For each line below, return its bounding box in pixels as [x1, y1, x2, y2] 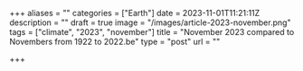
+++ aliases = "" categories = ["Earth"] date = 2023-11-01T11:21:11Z [9, 8, 260, 18]
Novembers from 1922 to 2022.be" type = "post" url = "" [9, 36, 221, 47]
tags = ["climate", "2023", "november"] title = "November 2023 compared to [9, 27, 295, 37]
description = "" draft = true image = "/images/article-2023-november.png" [9, 17, 291, 28]
